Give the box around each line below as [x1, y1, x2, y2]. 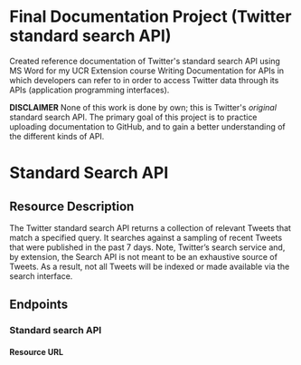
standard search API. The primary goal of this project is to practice [9, 111, 258, 122]
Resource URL [9, 346, 64, 357]
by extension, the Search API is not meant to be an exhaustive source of [9, 251, 278, 262]
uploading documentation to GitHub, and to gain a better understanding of [9, 120, 287, 132]
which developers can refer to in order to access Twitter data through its [9, 74, 279, 85]
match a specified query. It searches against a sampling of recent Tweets [9, 232, 283, 243]
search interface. [9, 270, 73, 282]
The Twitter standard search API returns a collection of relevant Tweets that [9, 222, 292, 233]
